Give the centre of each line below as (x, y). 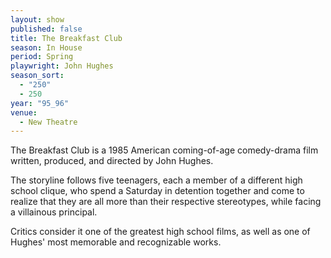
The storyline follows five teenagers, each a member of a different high (156, 180)
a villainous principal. (54, 212)
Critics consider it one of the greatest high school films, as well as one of (160, 232)
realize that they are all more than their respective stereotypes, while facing (166, 202)
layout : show (37, 19)
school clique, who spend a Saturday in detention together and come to (157, 191)
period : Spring (42, 57)
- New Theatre (48, 122)
